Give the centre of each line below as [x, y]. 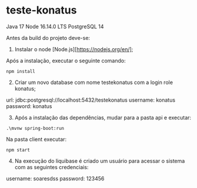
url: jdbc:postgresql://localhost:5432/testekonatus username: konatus [91, 100]
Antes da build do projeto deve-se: [48, 38]
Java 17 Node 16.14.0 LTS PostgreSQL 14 [55, 26]
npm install [21, 71]
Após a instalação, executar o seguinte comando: [66, 61]
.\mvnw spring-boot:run [35, 128]
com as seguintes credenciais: [51, 167]
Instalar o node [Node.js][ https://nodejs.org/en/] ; [74, 49]
